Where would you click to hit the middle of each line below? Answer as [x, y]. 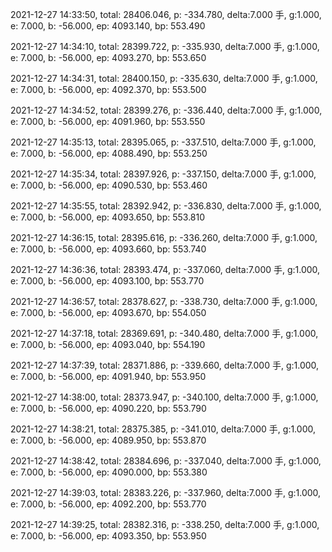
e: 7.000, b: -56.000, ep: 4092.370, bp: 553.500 [108, 89]
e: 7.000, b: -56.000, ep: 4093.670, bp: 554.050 [108, 312]
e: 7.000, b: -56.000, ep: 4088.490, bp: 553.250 [109, 153]
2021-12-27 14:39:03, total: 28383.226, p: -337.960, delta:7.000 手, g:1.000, [166, 492]
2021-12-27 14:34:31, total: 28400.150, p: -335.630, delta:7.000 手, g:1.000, [164, 78]
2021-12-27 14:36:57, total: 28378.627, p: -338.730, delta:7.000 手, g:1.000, [164, 301]
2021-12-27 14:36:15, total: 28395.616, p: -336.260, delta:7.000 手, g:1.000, [164, 237]
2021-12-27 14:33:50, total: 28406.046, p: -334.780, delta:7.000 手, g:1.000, [166, 14]
